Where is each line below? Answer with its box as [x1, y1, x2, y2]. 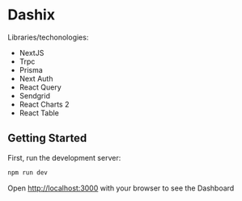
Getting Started [7, 132, 87, 145]
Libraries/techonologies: [7, 32, 89, 42]
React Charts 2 [19, 99, 70, 109]
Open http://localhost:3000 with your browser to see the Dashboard [7, 183, 235, 193]
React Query [19, 82, 62, 92]
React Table [19, 107, 60, 118]
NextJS [19, 48, 45, 57]
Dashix [7, 6, 56, 24]
